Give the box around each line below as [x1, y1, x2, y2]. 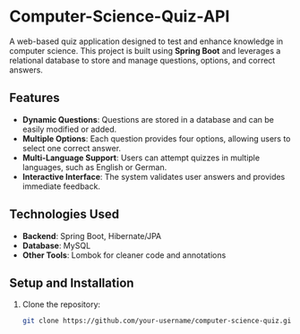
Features [9, 90, 60, 106]
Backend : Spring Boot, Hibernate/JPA [21, 230, 162, 241]
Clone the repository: [21, 299, 101, 310]
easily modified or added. [21, 124, 117, 134]
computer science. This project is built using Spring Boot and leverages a [9, 45, 281, 56]
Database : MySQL [21, 240, 91, 251]
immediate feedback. [21, 181, 101, 192]
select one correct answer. [21, 142, 122, 153]
